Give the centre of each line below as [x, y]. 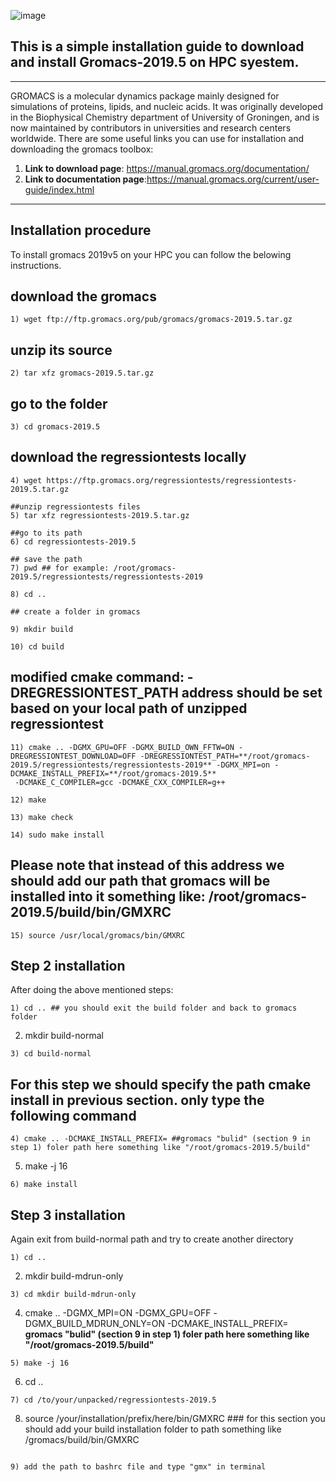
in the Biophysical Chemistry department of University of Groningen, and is [165, 117]
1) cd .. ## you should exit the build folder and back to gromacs [154, 1008]
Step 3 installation [68, 1215]
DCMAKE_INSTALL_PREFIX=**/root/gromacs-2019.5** [113, 773]
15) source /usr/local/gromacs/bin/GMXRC [98, 935]
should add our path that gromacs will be [140, 881]
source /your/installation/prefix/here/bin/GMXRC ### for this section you [175, 1418]
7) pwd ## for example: [60, 568]
